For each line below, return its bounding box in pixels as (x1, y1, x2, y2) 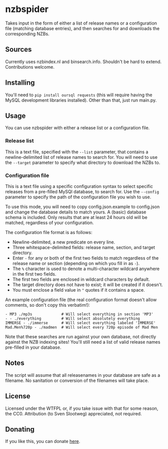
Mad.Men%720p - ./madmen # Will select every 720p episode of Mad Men (5, 325, 158, 330)
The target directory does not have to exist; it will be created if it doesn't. (12, 282, 163, 288)
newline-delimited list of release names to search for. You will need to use (5, 154, 158, 160)
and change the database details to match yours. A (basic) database (5, 209, 146, 215)
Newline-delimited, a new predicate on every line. (12, 239, 115, 245)
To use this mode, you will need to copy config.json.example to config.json (5, 203, 160, 209)
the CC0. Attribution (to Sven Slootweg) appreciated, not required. (5, 410, 142, 416)
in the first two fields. (12, 271, 57, 277)
